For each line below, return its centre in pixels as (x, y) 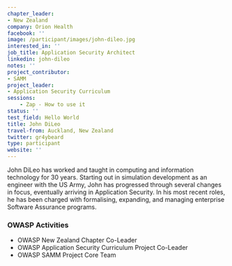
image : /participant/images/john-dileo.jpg (71, 40)
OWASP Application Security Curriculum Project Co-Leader (102, 248)
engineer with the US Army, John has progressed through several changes (114, 185)
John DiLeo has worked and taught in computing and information (100, 170)
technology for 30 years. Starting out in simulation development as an (107, 177)
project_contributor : (39, 72)
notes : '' (22, 66)
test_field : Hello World (43, 117)
